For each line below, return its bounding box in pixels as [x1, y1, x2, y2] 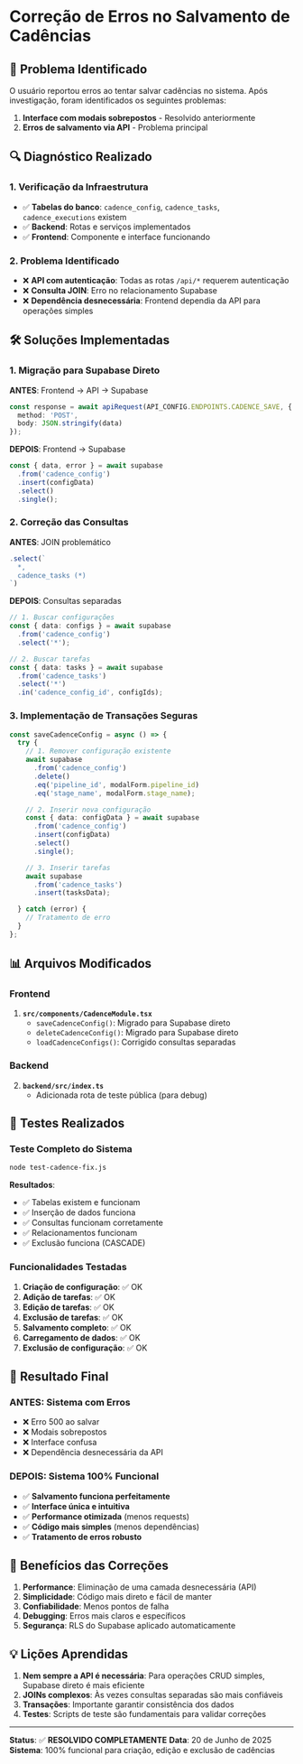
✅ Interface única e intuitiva [22, 1500, 131, 1511]
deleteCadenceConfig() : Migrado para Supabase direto [35, 1027, 239, 1038]
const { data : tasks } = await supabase [9, 663, 164, 672]
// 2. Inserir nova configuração [25, 805, 151, 814]
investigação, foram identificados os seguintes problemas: [9, 95, 227, 106]
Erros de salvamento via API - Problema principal [22, 122, 208, 133]
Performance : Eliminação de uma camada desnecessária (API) [22, 1582, 257, 1592]
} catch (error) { [17, 905, 87, 914]
